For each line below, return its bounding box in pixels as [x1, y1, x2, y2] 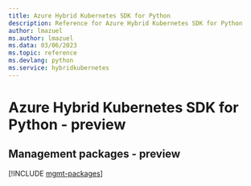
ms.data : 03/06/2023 [8, 42, 78, 50]
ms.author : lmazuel [8, 34, 74, 42]
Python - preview [8, 115, 126, 133]
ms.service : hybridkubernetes [8, 64, 110, 72]
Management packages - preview [8, 148, 181, 161]
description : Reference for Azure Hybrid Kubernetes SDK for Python [8, 19, 243, 27]
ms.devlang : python [8, 57, 74, 65]
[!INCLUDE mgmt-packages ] [8, 168, 103, 178]
